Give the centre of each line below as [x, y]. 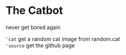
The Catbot [34, 11]
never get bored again [33, 27]
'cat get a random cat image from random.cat [63, 39]
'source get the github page [40, 45]
